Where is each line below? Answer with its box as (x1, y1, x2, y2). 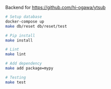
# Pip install (5, 33, 36, 38)
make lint (5, 52, 26, 57)
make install (5, 38, 33, 43)
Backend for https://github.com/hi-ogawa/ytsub (5, 5, 106, 10)
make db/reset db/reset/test (5, 24, 67, 29)
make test (5, 79, 26, 85)
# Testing (5, 75, 26, 80)
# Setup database (5, 14, 42, 19)
